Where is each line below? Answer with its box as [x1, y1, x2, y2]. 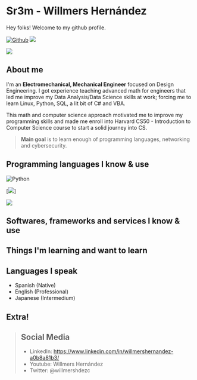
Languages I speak [6, 266, 78, 276]
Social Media [20, 332, 70, 342]
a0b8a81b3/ [29, 354, 60, 361]
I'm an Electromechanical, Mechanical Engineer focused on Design [6, 81, 174, 88]
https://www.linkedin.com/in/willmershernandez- [53, 348, 174, 355]
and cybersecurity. [20, 142, 67, 149]
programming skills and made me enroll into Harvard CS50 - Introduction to [6, 118, 191, 125]
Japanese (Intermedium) [14, 295, 76, 302]
